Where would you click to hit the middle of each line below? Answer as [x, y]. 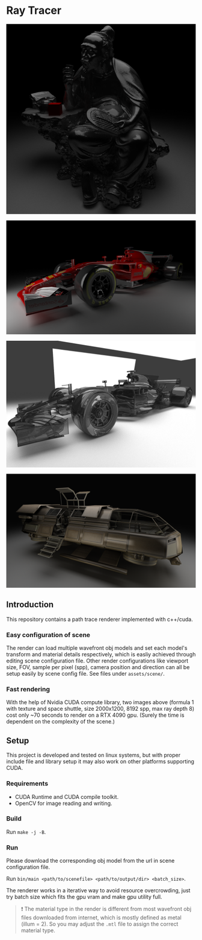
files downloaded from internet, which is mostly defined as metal [101, 918]
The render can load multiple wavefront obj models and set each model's [97, 648]
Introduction [30, 605]
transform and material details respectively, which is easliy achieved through [101, 655]
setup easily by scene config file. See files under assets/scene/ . [86, 674]
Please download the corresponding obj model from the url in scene [90, 861]
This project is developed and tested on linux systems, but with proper [93, 755]
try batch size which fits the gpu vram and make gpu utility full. [84, 897]
